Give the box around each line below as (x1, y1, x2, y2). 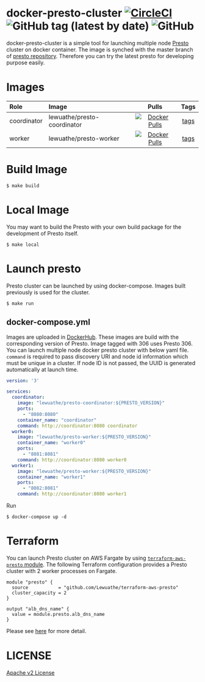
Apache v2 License (6, 669, 55, 676)
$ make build (6, 182, 40, 189)
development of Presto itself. (6, 229, 79, 237)
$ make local (6, 242, 40, 248)
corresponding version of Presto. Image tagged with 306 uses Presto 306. (6, 339, 193, 347)
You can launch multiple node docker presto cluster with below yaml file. (6, 346, 189, 354)
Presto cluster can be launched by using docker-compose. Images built (6, 282, 186, 289)
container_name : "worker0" (17, 440, 86, 446)
